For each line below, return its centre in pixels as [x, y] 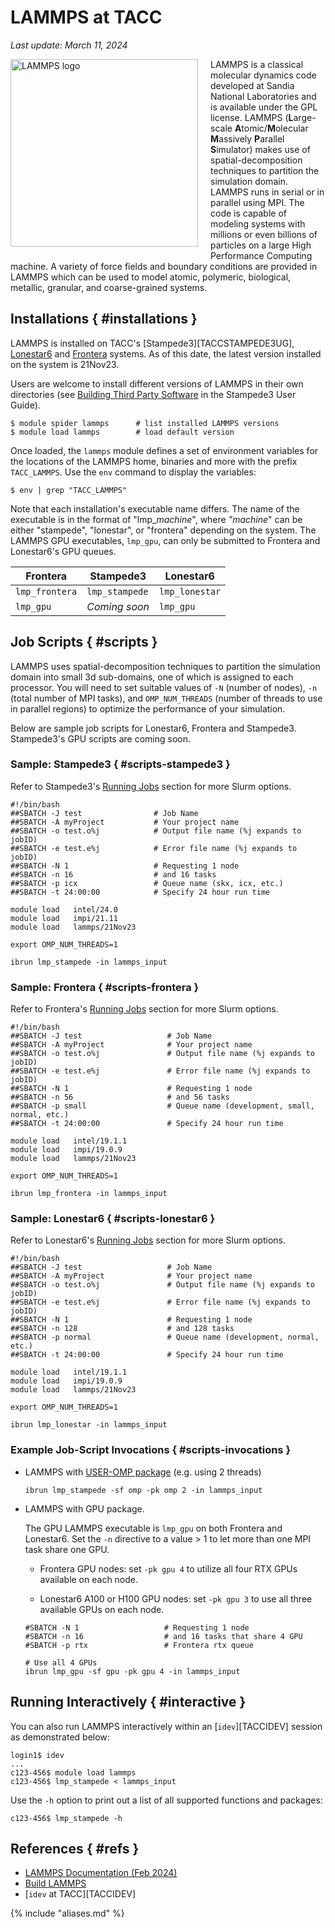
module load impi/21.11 [64, 918]
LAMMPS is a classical [257, 64]
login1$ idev [37, 1755]
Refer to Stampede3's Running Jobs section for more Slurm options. [151, 786]
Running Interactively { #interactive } [128, 1702]
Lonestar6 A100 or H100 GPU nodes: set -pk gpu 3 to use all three [176, 1598]
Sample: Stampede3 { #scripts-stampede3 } [120, 764]
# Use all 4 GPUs [61, 1662]
